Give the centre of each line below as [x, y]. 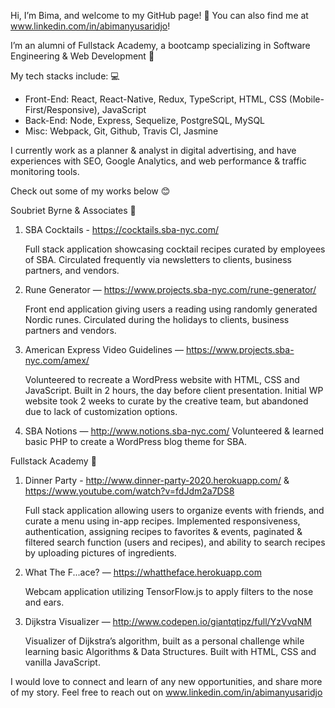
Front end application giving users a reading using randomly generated [171, 309]
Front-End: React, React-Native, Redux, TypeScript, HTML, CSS [155, 99]
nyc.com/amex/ [57, 360]
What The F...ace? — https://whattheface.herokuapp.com [143, 572]
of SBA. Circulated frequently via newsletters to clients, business [158, 259]
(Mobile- [306, 99]
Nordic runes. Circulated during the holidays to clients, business [157, 319]
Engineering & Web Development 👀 [82, 56]
